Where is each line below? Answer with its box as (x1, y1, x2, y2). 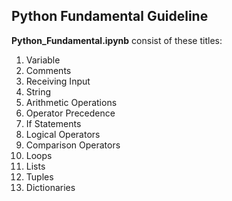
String (25, 85, 52, 98)
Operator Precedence (25, 107, 116, 119)
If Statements (25, 117, 82, 129)
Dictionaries (25, 181, 76, 193)
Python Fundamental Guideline (11, 8, 209, 25)
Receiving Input (25, 75, 91, 87)
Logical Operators (25, 128, 101, 140)
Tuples (25, 170, 54, 183)
